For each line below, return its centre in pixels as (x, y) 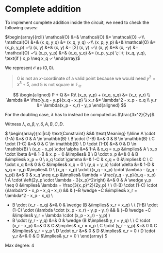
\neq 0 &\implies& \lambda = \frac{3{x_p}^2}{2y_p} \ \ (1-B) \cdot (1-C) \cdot (81, 185)
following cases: (21, 27)
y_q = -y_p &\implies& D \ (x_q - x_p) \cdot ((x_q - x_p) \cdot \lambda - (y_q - (81, 170)
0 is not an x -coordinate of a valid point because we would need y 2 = (86, 78)
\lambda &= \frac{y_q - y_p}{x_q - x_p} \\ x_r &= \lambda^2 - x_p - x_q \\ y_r (81, 100)
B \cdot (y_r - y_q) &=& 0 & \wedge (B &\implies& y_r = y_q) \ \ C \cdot (81, 220)
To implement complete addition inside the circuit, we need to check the (77, 22)
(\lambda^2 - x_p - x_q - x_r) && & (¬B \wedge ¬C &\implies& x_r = (71, 190)
